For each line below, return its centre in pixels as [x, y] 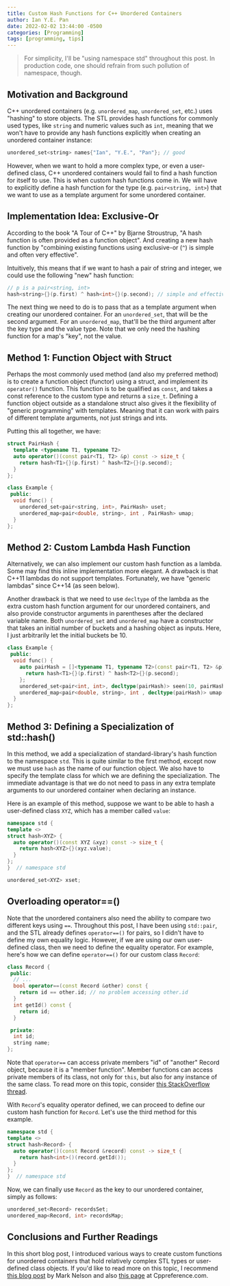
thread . [17, 1092]
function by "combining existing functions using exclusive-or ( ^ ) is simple [111, 247]
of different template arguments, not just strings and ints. [87, 418]
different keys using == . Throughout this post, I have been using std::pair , [112, 925]
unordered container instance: [50, 140]
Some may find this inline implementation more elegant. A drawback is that [113, 571]
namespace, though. [53, 73]
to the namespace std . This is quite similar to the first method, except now [112, 761]
